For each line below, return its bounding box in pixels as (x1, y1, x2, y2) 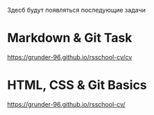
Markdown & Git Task (7, 30, 132, 46)
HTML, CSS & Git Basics (7, 78, 147, 93)
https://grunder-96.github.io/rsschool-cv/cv (7, 53, 132, 61)
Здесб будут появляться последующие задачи (7, 6, 146, 14)
